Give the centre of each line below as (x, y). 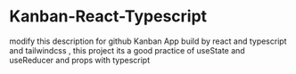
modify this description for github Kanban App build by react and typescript (148, 41)
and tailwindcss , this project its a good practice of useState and (127, 50)
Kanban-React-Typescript (108, 16)
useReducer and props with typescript (79, 60)
